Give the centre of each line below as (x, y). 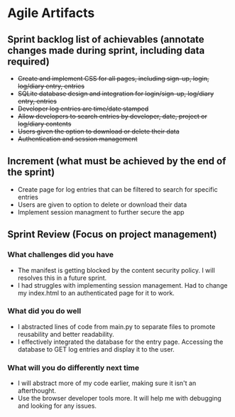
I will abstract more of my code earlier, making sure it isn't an (107, 383)
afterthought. (37, 391)
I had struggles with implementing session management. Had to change (122, 285)
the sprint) (31, 172)
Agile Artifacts (51, 13)
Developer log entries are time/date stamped (83, 109)
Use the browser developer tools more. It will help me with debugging (119, 399)
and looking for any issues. (57, 406)
